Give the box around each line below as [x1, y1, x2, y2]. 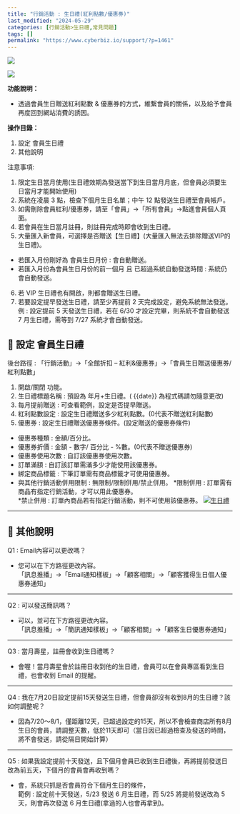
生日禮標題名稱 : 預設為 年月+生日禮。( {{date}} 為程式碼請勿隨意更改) [17, 391, 224, 400]
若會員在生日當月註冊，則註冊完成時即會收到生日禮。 [17, 223, 175, 231]
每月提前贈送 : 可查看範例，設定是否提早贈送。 [17, 401, 155, 409]
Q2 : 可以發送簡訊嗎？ [7, 601, 72, 609]
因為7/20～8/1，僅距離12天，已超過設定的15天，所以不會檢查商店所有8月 [17, 717, 232, 725]
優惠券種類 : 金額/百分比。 [17, 433, 95, 442]
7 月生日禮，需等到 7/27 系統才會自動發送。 [17, 316, 146, 324]
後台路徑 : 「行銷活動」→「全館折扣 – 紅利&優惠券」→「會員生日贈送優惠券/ [7, 358, 232, 367]
